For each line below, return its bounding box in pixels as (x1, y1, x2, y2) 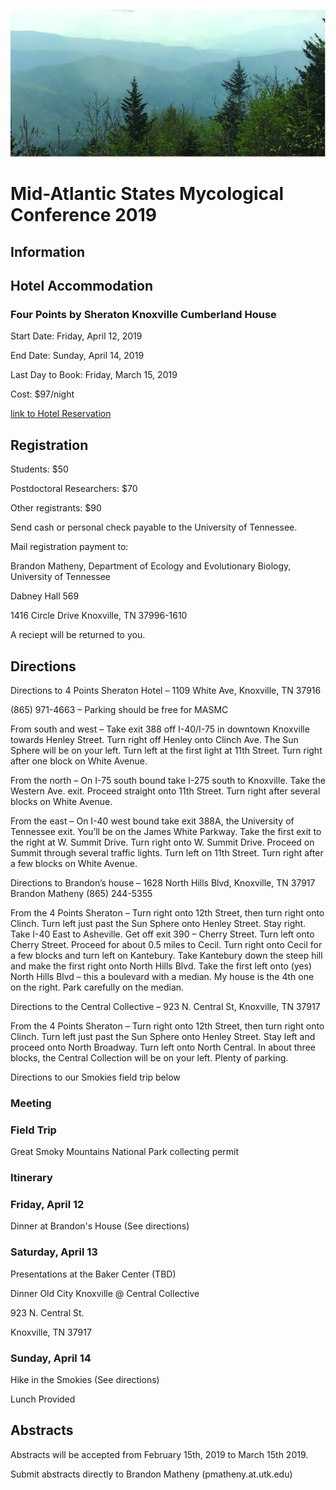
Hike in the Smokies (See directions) (10, 1374, 160, 1386)
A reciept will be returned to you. (10, 629, 146, 641)
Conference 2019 (10, 204, 157, 227)
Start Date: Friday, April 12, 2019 (10, 330, 143, 342)
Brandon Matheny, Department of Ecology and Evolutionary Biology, (10, 560, 292, 572)
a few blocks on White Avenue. (10, 858, 138, 870)
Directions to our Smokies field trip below (10, 1071, 181, 1084)
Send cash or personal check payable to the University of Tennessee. (10, 521, 298, 534)
